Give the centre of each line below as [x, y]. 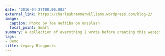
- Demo [12, 41]
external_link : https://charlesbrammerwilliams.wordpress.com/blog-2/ [79, 14]
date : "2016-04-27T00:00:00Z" [36, 9]
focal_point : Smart [29, 28]
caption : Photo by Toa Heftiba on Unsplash [55, 23]
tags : [11, 37]
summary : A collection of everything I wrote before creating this [76, 32]
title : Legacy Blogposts [30, 46]
